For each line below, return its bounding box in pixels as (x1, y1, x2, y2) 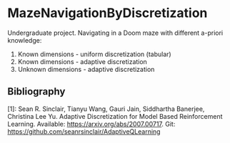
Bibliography (7, 85, 66, 97)
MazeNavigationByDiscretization (7, 5, 208, 21)
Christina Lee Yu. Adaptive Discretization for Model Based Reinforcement (7, 112, 223, 120)
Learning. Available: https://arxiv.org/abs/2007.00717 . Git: (7, 120, 176, 128)
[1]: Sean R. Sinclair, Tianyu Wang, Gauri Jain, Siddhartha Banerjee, (7, 105, 205, 113)
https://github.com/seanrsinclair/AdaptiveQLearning (7, 127, 161, 136)
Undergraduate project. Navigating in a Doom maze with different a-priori (7, 28, 224, 37)
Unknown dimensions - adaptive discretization (17, 65, 155, 73)
